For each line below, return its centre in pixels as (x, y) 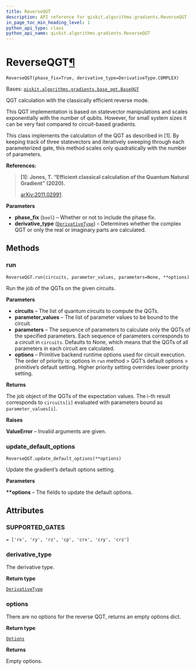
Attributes (25, 511)
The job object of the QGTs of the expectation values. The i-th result (88, 396)
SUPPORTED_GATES (36, 527)
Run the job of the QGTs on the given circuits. (61, 288)
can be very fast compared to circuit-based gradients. (71, 124)
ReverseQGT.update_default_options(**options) (64, 459)
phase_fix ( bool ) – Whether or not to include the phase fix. (85, 217)
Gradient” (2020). (43, 183)
